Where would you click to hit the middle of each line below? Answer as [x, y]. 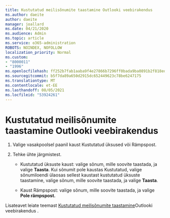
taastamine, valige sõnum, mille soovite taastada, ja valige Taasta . [89, 180]
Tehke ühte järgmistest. [37, 155]
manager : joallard [25, 24]
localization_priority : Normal [38, 52]
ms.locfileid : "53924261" [32, 95]
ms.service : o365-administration [40, 43]
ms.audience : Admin [26, 33]
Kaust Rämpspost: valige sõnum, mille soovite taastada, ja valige [87, 190]
